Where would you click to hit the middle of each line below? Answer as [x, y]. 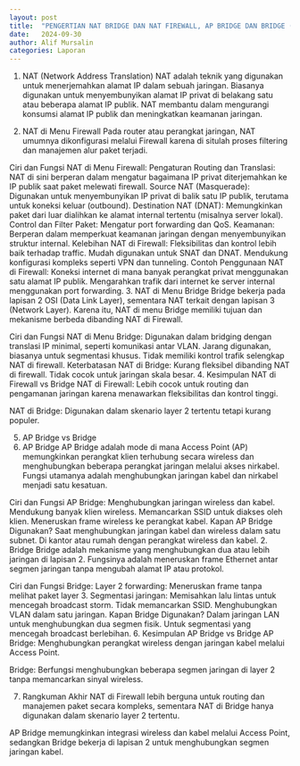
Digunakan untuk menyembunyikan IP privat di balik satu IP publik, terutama [149, 196]
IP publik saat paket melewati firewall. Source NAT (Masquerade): [129, 187]
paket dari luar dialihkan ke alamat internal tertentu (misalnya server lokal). [146, 215]
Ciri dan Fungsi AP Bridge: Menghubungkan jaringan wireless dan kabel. [142, 503]
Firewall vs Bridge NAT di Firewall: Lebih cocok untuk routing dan [129, 384]
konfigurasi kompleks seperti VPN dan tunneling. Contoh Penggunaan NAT [147, 262]
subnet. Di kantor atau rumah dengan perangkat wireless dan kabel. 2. [138, 540]
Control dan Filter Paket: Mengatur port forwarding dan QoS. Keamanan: [142, 225]
